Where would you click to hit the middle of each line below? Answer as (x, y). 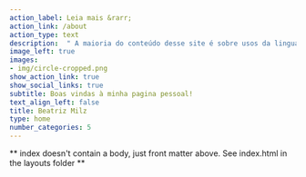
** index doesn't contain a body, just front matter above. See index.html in (148, 153)
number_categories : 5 (51, 128)
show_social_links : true (56, 85)
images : (24, 60)
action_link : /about (49, 26)
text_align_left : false (55, 102)
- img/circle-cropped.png (58, 69)
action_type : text (44, 34)
